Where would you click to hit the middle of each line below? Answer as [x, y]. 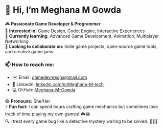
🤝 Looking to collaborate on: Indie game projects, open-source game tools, [82, 46]
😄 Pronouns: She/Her [28, 101]
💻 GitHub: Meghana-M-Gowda [44, 90]
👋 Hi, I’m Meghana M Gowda [63, 10]
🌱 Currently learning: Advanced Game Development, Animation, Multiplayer [82, 36]
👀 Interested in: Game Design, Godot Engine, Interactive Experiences [75, 31]
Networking [17, 41]
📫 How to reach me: [30, 64]
